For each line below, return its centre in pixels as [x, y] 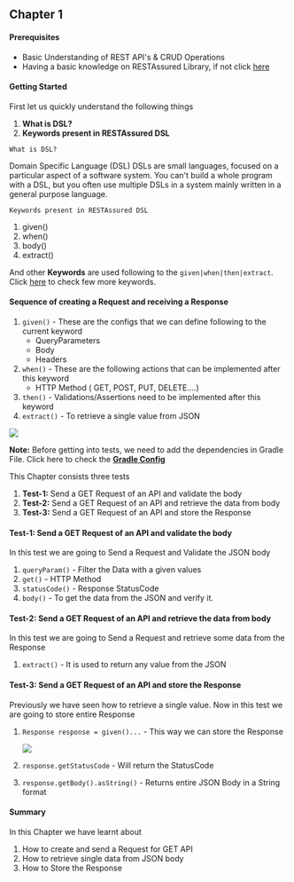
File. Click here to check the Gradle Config [87, 459]
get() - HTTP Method [62, 579]
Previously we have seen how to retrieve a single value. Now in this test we [146, 705]
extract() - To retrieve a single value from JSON [111, 416]
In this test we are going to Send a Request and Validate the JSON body [140, 553]
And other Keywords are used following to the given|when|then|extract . [141, 272]
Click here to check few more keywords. [83, 281]
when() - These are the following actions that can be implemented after [151, 369]
